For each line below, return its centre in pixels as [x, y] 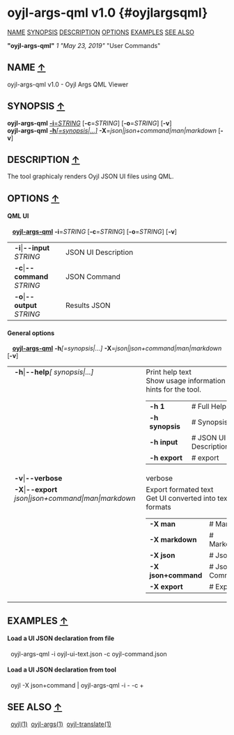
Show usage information [186, 381]
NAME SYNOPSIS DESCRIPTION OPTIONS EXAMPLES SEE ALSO [101, 32]
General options [31, 333]
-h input [164, 442]
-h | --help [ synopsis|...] [54, 372]
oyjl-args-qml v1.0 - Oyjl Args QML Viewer [68, 84]
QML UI [18, 216]
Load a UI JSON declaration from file [61, 638]
